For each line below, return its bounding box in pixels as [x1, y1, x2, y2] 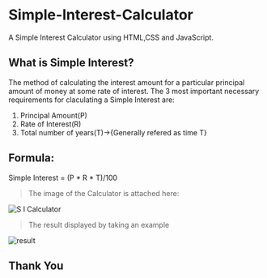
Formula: [8, 152, 55, 165]
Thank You [8, 259, 64, 272]
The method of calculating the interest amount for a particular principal [8, 77, 245, 87]
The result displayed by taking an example [28, 220, 170, 229]
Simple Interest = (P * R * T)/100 [8, 173, 118, 182]
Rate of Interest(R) [19, 119, 82, 129]
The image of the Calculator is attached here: [28, 188, 180, 198]
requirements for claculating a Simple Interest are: [8, 95, 176, 105]
